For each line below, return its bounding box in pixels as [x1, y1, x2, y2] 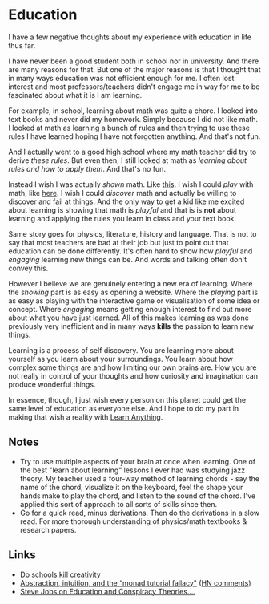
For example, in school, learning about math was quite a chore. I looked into [8, 106, 258, 116]
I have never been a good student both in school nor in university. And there [8, 56, 259, 66]
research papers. [19, 525, 77, 534]
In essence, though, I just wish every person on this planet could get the [8, 395, 247, 404]
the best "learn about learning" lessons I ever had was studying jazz [19, 465, 246, 475]
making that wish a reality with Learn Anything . [8, 411, 163, 422]
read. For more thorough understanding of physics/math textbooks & [19, 516, 247, 526]
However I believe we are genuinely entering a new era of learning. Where [8, 278, 253, 288]
